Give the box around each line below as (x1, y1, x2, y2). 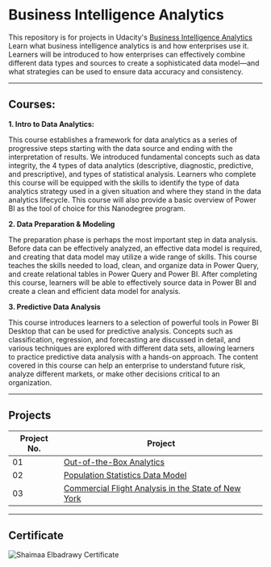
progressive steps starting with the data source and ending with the (8, 143, 233, 153)
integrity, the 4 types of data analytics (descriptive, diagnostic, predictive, (8, 160, 254, 170)
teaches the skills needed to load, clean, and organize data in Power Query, (8, 260, 260, 270)
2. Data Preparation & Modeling (8, 219, 115, 229)
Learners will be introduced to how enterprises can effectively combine (8, 49, 246, 59)
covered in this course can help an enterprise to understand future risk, (8, 360, 246, 370)
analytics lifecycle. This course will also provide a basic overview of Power (8, 195, 256, 204)
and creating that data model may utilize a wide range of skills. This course (8, 252, 257, 262)
